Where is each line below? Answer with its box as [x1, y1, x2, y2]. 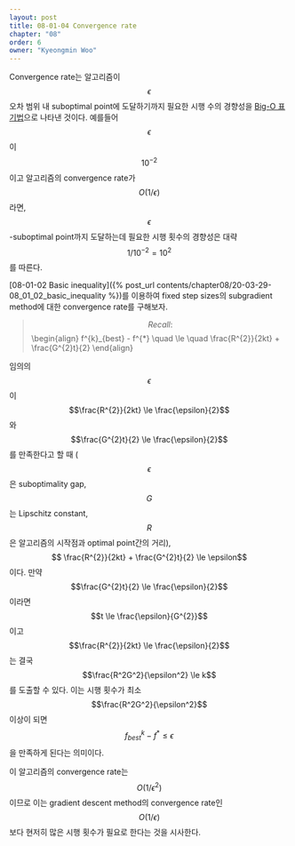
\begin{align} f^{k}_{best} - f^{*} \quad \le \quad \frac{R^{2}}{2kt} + [30, 333, 280, 344]
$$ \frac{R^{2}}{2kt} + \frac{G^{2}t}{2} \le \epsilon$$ [51, 552, 248, 563]
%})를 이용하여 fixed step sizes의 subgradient [108, 291, 273, 301]
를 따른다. [9, 262, 43, 273]
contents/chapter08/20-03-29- [156, 280, 272, 291]
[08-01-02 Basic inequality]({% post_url [9, 280, 155, 291]
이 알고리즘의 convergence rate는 [9, 766, 129, 777]
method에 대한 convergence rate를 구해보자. [9, 301, 169, 312]
